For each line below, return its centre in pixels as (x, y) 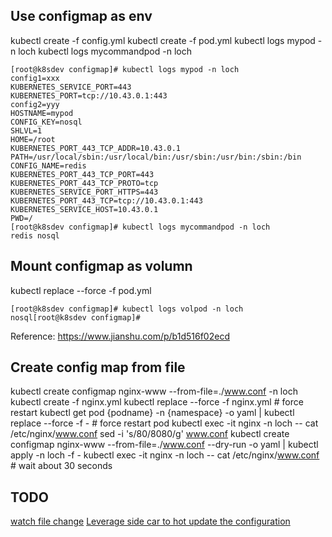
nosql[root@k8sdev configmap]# (75, 317)
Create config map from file (98, 367)
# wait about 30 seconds (61, 466)
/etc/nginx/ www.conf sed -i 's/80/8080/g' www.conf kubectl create (150, 434)
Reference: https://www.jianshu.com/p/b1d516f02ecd (120, 336)
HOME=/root (33, 139)
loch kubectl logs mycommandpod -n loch (105, 51)
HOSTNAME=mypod (42, 113)
